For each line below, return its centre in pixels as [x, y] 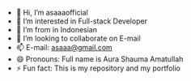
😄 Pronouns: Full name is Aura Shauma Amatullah [100, 59]
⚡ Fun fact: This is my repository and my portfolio [98, 68]
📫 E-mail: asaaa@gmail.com [64, 47]
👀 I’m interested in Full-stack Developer [82, 21]
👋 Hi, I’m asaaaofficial [52, 13]
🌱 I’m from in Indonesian [56, 30]
